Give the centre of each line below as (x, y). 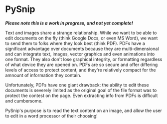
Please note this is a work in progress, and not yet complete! (69, 23)
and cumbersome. (24, 100)
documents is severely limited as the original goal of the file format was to (81, 90)
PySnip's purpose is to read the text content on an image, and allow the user (83, 110)
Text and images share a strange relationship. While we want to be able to (81, 32)
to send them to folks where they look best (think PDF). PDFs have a (75, 43)
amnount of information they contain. (43, 75)
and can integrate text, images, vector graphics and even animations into (80, 54)
